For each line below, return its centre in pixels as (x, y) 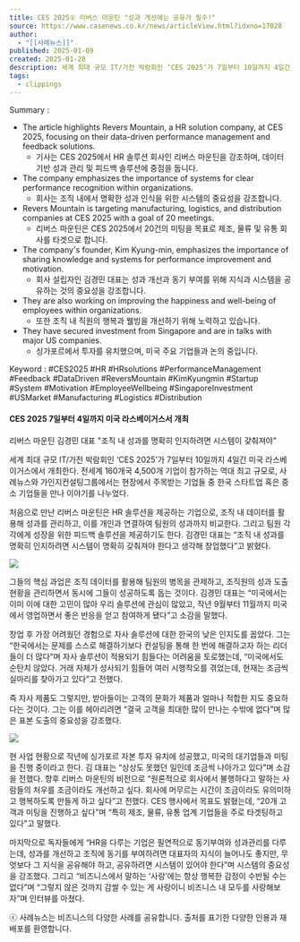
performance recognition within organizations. (108, 187)
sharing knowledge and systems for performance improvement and (146, 259)
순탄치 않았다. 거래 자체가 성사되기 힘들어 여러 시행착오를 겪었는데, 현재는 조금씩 (149, 667)
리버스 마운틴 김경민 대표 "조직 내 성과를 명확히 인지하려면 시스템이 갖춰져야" (143, 441)
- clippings (40, 84)
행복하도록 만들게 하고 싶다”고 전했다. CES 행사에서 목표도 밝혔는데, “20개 (148, 801)
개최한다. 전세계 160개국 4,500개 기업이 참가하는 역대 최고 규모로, (163, 470)
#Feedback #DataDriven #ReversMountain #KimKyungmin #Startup (134, 378)
